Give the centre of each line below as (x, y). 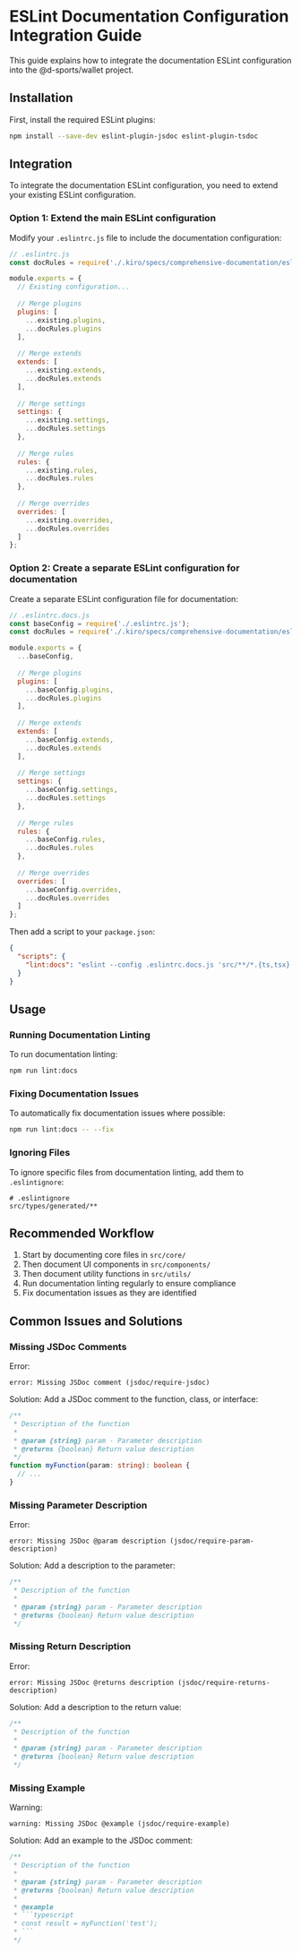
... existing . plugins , (65, 320)
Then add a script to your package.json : (82, 932)
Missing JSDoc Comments (68, 1346)
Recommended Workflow (82, 1233)
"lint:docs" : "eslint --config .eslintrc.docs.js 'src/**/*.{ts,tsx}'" (162, 965)
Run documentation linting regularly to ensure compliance (129, 1284)
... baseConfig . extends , (70, 740)
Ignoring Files (40, 1153)
